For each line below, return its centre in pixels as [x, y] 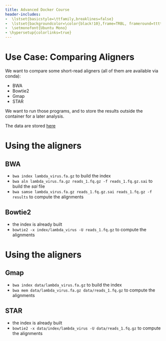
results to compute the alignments [48, 197]
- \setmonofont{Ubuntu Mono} [36, 28]
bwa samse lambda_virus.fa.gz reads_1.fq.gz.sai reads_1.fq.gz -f [82, 192]
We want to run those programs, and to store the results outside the [74, 111]
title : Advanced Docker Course [37, 10]
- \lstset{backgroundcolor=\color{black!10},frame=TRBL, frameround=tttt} [85, 23]
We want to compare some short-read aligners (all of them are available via [82, 71]
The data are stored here [30, 126]
